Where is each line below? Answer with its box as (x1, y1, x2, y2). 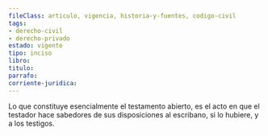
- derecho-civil (8, 27, 63, 35)
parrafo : (8, 72, 38, 80)
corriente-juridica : (8, 79, 78, 87)
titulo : (8, 64, 35, 72)
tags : (8, 19, 27, 27)
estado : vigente (8, 42, 63, 50)
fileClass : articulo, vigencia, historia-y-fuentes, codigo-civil (8, 11, 237, 20)
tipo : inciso (8, 49, 52, 57)
